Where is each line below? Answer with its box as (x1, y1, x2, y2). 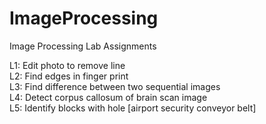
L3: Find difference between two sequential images (9, 80, 221, 92)
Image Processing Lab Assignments (9, 40, 157, 52)
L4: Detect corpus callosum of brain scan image (9, 91, 208, 103)
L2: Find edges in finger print (9, 70, 129, 82)
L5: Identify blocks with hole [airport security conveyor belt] (9, 102, 257, 114)
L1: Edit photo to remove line (9, 59, 126, 71)
